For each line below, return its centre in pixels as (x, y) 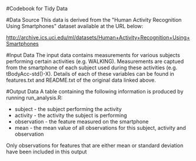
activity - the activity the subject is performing (71, 115)
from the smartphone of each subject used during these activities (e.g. (92, 68)
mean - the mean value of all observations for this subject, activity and (100, 128)
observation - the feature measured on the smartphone (82, 122)
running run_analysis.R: (34, 98)
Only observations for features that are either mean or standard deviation (95, 145)
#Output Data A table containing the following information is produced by (95, 91)
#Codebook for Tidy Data (37, 9)
